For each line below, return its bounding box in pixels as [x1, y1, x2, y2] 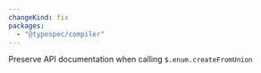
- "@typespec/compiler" [16, 29, 105, 38]
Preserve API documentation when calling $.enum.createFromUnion [8, 54, 253, 65]
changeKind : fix [8, 12, 69, 22]
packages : [8, 21, 46, 30]
